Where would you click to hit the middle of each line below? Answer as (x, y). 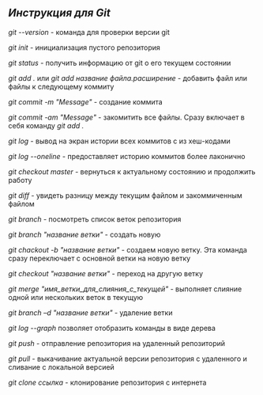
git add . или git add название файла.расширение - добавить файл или (128, 78)
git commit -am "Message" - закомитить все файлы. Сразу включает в (126, 117)
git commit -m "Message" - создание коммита (86, 101)
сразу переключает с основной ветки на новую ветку (100, 258)
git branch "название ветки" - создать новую (85, 234)
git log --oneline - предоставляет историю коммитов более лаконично (127, 156)
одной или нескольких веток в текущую (76, 297)
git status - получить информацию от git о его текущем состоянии (120, 63)
